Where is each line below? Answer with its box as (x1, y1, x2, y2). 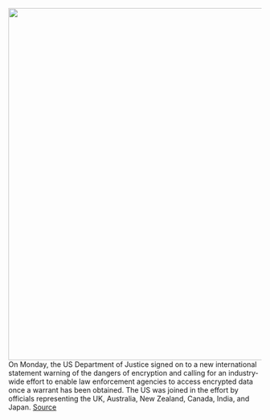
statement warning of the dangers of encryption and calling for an (8, 369, 227, 377)
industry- (228, 369, 259, 377)
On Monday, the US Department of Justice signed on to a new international (8, 360, 257, 369)
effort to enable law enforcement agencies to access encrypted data (26, 377, 253, 386)
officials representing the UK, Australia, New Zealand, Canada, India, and (8, 394, 250, 403)
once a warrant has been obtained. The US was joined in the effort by (8, 385, 239, 394)
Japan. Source (8, 402, 57, 412)
